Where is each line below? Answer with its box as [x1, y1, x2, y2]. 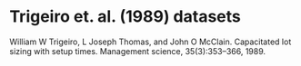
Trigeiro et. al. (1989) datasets [9, 6, 241, 27]
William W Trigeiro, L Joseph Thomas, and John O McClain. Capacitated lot [9, 36, 292, 47]
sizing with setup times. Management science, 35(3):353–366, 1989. [9, 45, 266, 56]
